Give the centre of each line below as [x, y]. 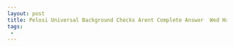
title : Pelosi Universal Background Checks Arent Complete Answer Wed [113, 20]
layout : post [26, 13]
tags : [15, 26]
